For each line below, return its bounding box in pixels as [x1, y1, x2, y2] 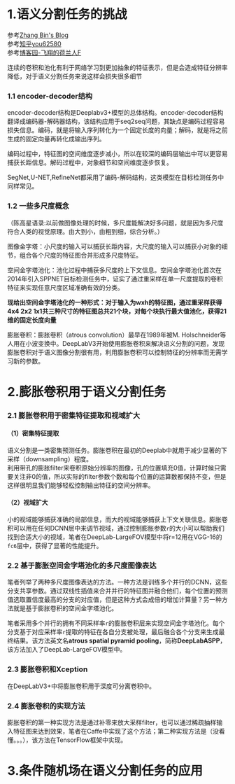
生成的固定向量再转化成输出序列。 [7, 134, 106, 143]
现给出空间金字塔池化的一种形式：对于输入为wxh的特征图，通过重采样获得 [7, 298, 222, 307]
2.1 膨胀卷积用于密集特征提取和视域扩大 [7, 410, 141, 420]
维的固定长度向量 [7, 316, 57, 324]
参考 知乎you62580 [7, 39, 62, 48]
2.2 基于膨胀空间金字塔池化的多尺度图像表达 [7, 561, 157, 570]
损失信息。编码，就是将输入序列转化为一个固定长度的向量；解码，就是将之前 [7, 126, 228, 134]
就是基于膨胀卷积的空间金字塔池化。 [13, 604, 117, 612]
